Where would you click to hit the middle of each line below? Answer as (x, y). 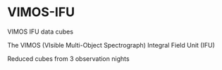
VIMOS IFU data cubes (41, 31)
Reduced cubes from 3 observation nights (68, 58)
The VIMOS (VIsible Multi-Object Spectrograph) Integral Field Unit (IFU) (111, 45)
